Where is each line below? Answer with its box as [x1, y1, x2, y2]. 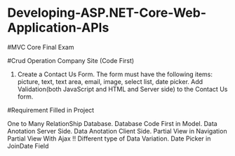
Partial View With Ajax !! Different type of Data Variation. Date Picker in [7, 134, 211, 143]
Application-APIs [7, 20, 109, 36]
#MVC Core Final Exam [7, 43, 74, 51]
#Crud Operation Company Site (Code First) [7, 56, 135, 64]
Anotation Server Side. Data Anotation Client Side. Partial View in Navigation [7, 127, 227, 135]
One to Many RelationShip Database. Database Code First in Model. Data [7, 119, 217, 127]
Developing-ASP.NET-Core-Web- [7, 5, 207, 21]
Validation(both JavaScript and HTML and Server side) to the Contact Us [17, 85, 228, 93]
